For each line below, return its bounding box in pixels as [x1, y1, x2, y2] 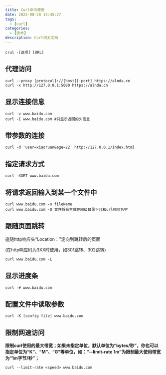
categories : [5, 26, 30, 31]
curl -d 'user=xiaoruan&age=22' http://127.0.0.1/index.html [5, 145, 135, 150]
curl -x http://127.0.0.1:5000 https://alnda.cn [5, 83, 108, 88]
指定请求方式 [5, 160, 45, 168]
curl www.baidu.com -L [5, 256, 52, 262]
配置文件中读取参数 [5, 300, 64, 308]
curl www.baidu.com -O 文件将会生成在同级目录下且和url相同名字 [5, 207, 128, 212]
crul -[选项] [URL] [5, 50, 44, 55]
